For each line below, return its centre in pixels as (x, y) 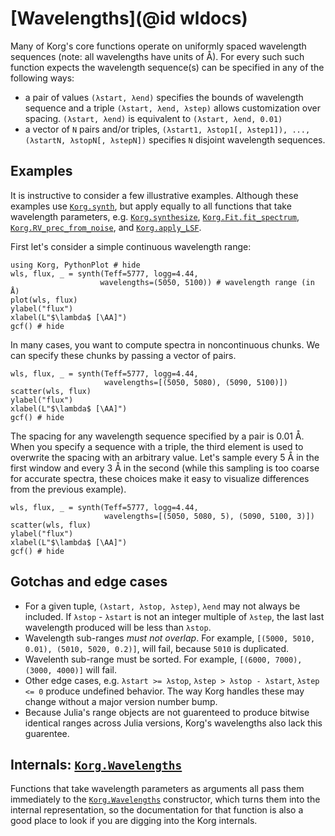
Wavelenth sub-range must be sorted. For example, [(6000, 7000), (163, 659)
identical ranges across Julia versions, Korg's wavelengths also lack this (173, 723)
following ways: (42, 78)
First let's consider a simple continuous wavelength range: (131, 246)
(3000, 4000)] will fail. (71, 669)
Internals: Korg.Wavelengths (96, 764)
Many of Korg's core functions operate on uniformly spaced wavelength (158, 46)
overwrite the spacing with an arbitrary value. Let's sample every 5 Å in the (165, 457)
